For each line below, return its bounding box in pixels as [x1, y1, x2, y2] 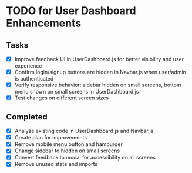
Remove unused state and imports [14, 161, 98, 168]
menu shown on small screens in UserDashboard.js [14, 88, 139, 95]
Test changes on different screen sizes [14, 94, 109, 101]
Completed [6, 112, 48, 122]
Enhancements [6, 16, 82, 30]
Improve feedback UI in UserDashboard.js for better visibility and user [14, 56, 184, 62]
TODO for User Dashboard [6, 4, 136, 18]
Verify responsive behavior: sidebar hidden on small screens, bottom [14, 81, 181, 89]
